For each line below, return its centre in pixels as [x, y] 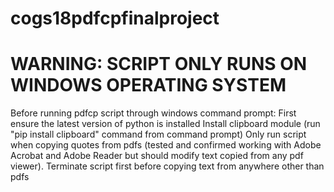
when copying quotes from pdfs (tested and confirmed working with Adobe [166, 145]
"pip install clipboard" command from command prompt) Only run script [158, 134]
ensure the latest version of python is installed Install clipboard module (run [165, 124]
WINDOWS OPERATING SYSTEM [148, 85]
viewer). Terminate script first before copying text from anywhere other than [167, 166]
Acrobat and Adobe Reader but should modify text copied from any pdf [157, 156]
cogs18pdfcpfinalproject [115, 18]
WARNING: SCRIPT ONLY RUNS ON [159, 64]
